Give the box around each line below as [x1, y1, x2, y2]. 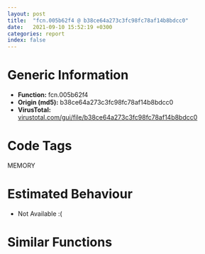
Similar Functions [7, 234, 112, 250]
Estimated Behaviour [7, 186, 133, 202]
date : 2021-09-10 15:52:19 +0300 [7, 23, 113, 30]
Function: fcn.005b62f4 [17, 91, 89, 99]
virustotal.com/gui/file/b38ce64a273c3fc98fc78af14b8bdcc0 [17, 113, 198, 122]
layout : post [7, 10, 46, 18]
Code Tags [7, 138, 72, 154]
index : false [7, 37, 46, 44]
